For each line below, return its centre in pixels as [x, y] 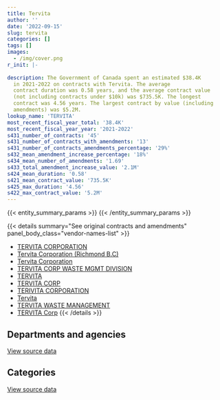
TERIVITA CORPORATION [53, 291]
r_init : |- [23, 65]
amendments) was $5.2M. [47, 110]
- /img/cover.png [38, 59]
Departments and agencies [66, 334]
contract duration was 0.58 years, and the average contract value [112, 90]
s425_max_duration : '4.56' [46, 187]
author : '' [23, 20]
